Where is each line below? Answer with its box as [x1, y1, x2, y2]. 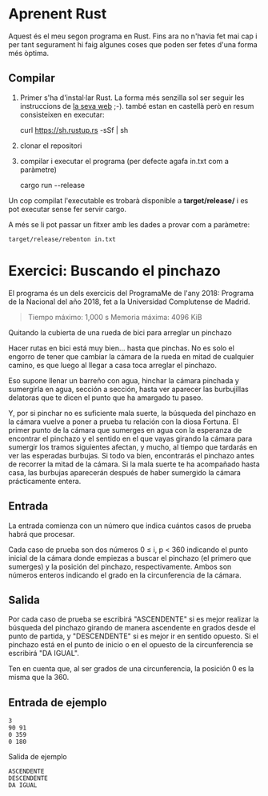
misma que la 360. [8, 673, 70, 682]
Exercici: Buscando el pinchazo [8, 262, 222, 280]
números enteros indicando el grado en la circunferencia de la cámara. [8, 570, 242, 580]
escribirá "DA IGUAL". [8, 649, 80, 658]
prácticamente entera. [8, 476, 82, 486]
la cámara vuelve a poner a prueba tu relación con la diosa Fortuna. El [8, 417, 238, 426]
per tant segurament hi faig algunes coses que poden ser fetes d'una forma [8, 39, 258, 49]
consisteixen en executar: [19, 110, 106, 119]
